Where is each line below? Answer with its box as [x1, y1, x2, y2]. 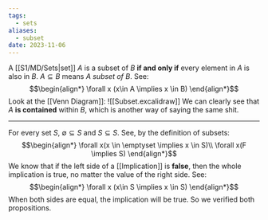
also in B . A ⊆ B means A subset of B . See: [8, 72, 149, 81]
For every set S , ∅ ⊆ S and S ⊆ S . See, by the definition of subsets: [8, 128, 230, 138]
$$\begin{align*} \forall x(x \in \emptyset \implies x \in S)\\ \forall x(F [21, 140, 247, 150]
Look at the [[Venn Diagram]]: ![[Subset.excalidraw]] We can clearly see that [8, 96, 260, 106]
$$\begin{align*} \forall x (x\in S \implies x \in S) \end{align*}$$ [29, 183, 239, 192]
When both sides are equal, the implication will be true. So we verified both [8, 194, 255, 204]
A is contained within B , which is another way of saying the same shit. [8, 105, 239, 115]
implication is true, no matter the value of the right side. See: [8, 170, 207, 179]
